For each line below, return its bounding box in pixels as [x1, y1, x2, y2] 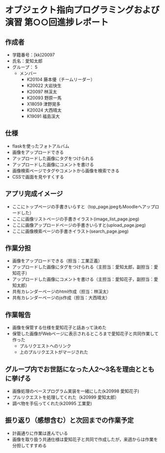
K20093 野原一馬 [26, 95, 62, 101]
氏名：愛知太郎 [12, 58, 43, 64]
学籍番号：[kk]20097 [12, 52, 55, 58]
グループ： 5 [12, 64, 38, 70]
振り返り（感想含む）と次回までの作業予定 [5, 416, 134, 424]
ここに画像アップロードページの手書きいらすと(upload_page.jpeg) [12, 222, 146, 228]
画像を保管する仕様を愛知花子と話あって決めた [12, 325, 107, 331]
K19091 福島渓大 [26, 114, 60, 119]
